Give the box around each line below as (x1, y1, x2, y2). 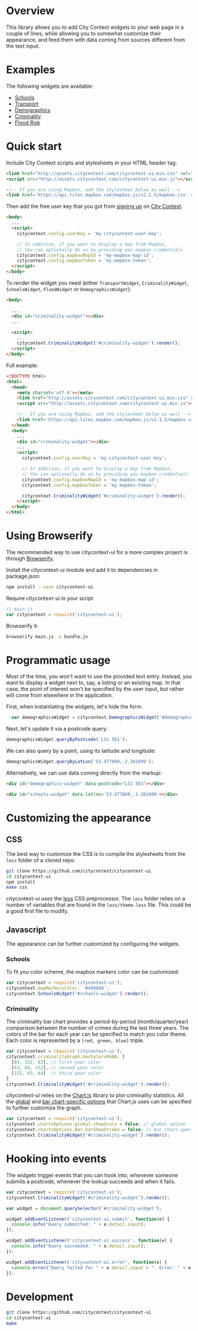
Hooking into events (6, 1152, 107, 1165)
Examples (6, 63, 55, 77)
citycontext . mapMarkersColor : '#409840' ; (6, 986, 110, 991)
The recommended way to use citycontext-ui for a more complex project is (6, 549, 188, 555)
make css (6, 884, 28, 891)
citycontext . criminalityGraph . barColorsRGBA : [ (6, 1054, 126, 1060)
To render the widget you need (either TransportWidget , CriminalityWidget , (6, 279, 189, 286)
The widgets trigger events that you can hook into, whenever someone (6, 1171, 178, 1178)
